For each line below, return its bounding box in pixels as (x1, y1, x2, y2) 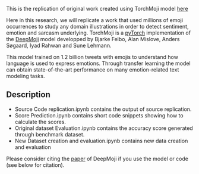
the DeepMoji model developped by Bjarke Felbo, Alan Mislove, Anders (6, 36, 180, 42)
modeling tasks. (6, 73, 45, 79)
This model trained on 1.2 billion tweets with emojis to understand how (6, 54, 178, 60)
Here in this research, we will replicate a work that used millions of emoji (6, 17, 183, 23)
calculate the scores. (14, 118, 67, 125)
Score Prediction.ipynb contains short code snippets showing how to (14, 111, 184, 119)
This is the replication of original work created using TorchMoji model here (6, 5, 188, 12)
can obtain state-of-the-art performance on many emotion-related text (6, 66, 179, 73)
